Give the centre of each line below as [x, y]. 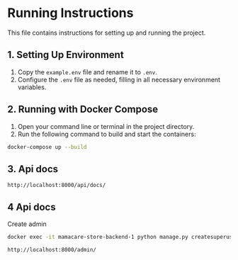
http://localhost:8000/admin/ [52, 249]
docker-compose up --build [47, 147]
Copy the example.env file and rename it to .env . [87, 72]
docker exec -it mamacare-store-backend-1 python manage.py [98, 237]
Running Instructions [70, 13]
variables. [32, 87]
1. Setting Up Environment [66, 55]
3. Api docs [33, 169]
